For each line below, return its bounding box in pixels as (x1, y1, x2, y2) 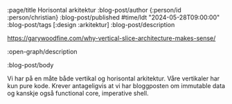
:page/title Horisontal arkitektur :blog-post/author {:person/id (7, 6, 181, 14)
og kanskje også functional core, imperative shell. (7, 89, 149, 97)
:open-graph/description (7, 48, 78, 55)
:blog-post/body (7, 61, 54, 69)
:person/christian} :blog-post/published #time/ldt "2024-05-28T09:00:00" (7, 13, 220, 21)
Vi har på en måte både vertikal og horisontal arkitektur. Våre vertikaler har (7, 74, 220, 83)
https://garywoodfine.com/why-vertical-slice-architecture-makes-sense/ (7, 34, 216, 42)
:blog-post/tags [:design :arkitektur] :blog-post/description (7, 21, 175, 28)
